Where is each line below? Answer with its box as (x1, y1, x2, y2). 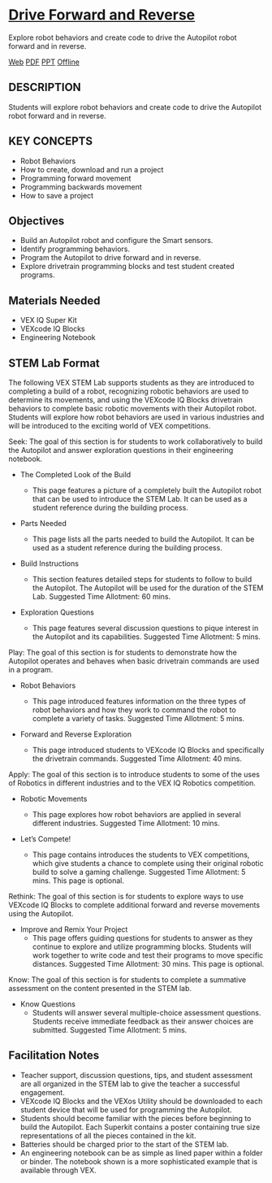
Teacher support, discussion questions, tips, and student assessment (19, 1070, 253, 1080)
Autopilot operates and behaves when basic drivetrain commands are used (8, 656, 260, 666)
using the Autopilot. (8, 909, 74, 918)
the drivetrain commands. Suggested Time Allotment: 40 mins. (32, 754, 242, 763)
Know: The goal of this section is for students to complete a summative (8, 975, 246, 985)
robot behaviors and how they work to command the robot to (32, 705, 237, 715)
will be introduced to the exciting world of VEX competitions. (8, 421, 211, 430)
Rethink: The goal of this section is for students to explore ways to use (8, 892, 244, 901)
